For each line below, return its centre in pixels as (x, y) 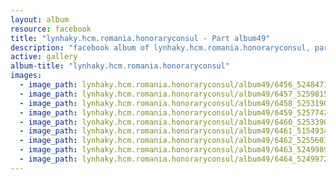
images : (26, 76)
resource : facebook (51, 29)
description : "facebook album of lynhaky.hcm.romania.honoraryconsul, (160, 47)
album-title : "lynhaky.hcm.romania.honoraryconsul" (120, 66)
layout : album (40, 19)
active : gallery (44, 57)
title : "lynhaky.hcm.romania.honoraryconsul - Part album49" (140, 38)
